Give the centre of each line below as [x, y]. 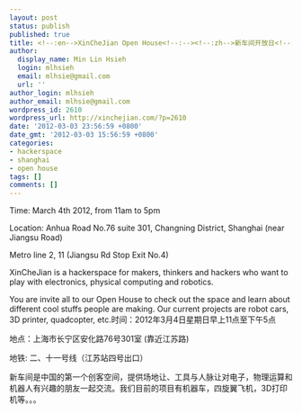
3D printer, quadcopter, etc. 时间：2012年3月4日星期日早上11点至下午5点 [143, 319]
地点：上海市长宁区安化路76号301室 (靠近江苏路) [99, 339]
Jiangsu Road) [36, 238]
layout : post [34, 18]
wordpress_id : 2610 [46, 110]
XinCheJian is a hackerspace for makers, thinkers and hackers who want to [149, 273]
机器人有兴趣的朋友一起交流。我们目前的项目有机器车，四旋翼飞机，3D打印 [148, 389]
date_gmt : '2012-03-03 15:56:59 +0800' [84, 135]
